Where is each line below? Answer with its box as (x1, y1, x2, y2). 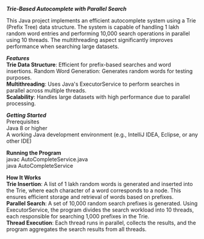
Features (6, 55, 30, 61)
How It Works (6, 174, 41, 181)
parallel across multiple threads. (6, 87, 87, 94)
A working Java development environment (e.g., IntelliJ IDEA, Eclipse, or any (6, 131, 199, 138)
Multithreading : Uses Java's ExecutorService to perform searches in (6, 80, 180, 88)
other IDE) (6, 137, 32, 145)
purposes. (6, 74, 32, 81)
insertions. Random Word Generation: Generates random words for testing (6, 68, 193, 75)
